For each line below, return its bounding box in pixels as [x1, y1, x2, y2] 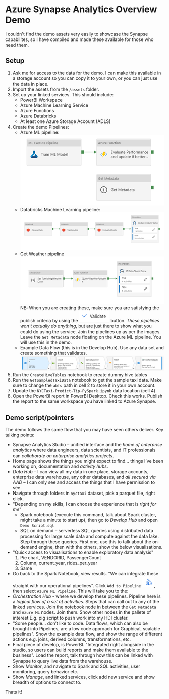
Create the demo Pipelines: [12, 124, 69, 130]
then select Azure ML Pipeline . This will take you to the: [12, 588, 129, 594]
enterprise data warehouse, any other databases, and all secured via [12, 474, 156, 480]
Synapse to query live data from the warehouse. [12, 658, 113, 664]
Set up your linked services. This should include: [12, 91, 114, 97]
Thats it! [5, 689, 22, 695]
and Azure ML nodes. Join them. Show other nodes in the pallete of [12, 609, 151, 615]
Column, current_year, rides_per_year [20, 560, 97, 566]
